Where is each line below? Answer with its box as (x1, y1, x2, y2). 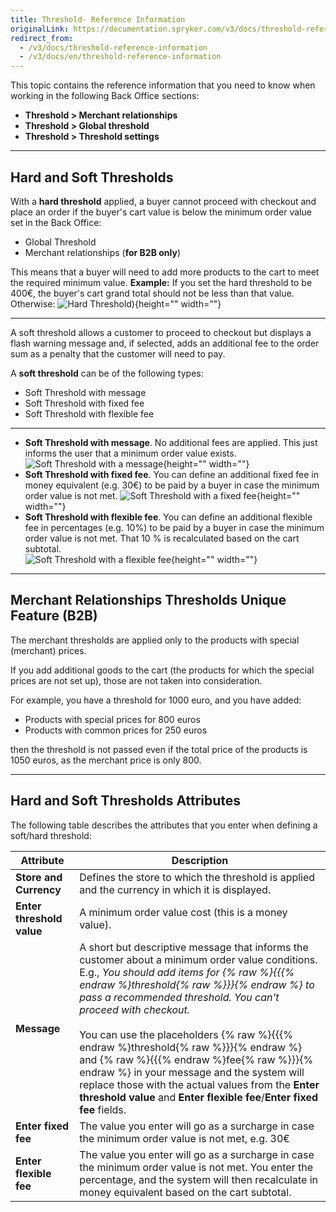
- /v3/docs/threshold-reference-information (19, 42, 208, 53)
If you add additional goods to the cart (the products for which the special (10, 664, 315, 676)
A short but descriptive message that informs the (79, 940, 309, 954)
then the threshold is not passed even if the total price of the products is (10, 743, 308, 755)
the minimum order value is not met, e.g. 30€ (79, 1131, 290, 1145)
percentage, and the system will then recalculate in (79, 1172, 318, 1186)
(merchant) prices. (10, 644, 87, 656)
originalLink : (10, 24, 70, 34)
